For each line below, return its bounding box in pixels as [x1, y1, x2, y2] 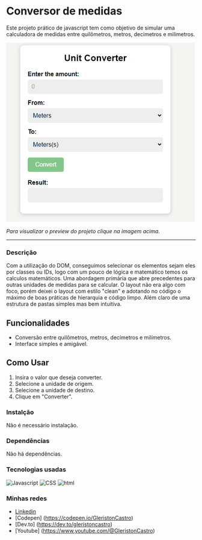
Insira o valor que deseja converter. [14, 374, 103, 381]
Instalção [6, 408, 34, 416]
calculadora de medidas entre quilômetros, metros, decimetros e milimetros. [6, 30, 195, 37]
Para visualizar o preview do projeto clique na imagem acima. [6, 227, 161, 234]
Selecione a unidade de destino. [14, 386, 95, 394]
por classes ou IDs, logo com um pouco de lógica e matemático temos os [6, 268, 188, 275]
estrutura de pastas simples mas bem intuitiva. [6, 300, 122, 308]
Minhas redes [6, 494, 47, 503]
